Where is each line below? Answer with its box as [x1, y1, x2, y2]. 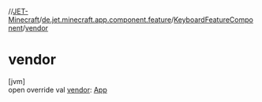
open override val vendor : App [8, 85, 108, 94]
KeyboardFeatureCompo [173, 15, 254, 24]
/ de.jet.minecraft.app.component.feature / [39, 15, 174, 24]
